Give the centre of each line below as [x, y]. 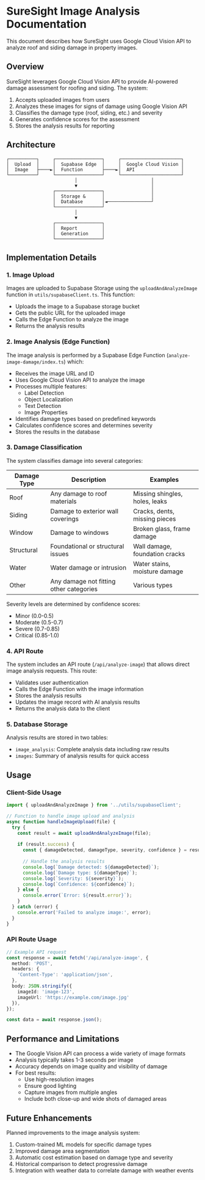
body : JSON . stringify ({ [42, 986]
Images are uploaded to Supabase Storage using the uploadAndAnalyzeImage [102, 288]
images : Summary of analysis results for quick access [82, 756]
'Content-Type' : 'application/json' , [65, 975]
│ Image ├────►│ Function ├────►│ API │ [95, 170]
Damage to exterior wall [85, 511]
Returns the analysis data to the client [63, 709]
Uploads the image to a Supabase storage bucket [77, 307]
